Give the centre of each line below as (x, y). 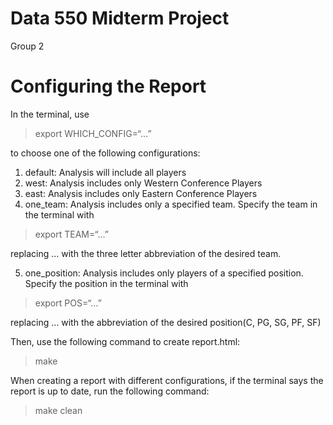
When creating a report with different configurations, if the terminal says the (167, 380)
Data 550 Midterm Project (120, 18)
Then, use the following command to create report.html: (125, 341)
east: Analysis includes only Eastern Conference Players (141, 193)
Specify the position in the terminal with (106, 283)
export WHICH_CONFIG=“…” (93, 133)
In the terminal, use (50, 114)
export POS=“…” (68, 303)
